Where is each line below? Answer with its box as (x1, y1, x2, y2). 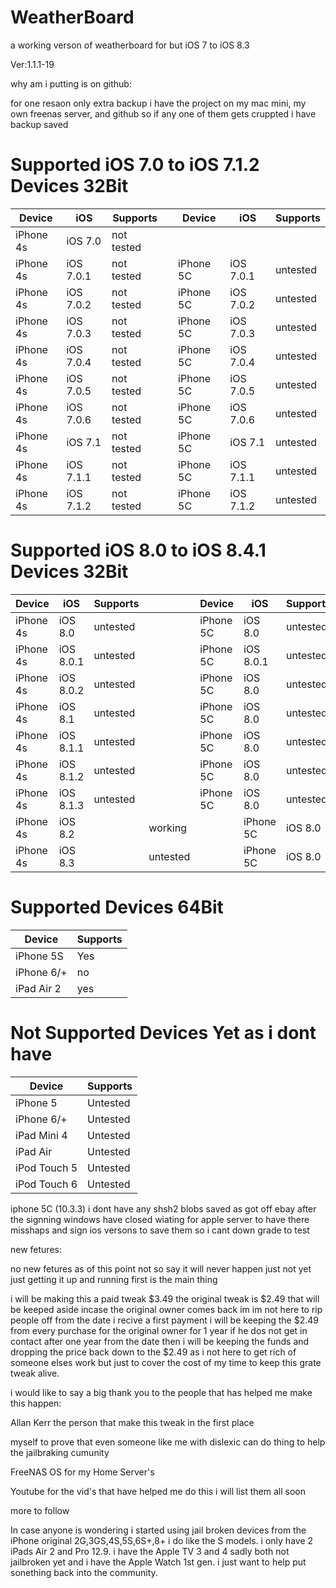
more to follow (10, 1504, 70, 1516)
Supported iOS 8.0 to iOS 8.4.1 (10, 539, 267, 562)
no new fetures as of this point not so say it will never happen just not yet (10, 1262, 312, 1275)
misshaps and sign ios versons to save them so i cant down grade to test (10, 1224, 310, 1236)
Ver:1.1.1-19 (10, 58, 55, 70)
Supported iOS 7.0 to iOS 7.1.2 (10, 154, 260, 176)
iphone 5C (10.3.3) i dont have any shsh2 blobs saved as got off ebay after (10, 1202, 317, 1215)
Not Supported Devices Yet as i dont (10, 1021, 317, 1044)
